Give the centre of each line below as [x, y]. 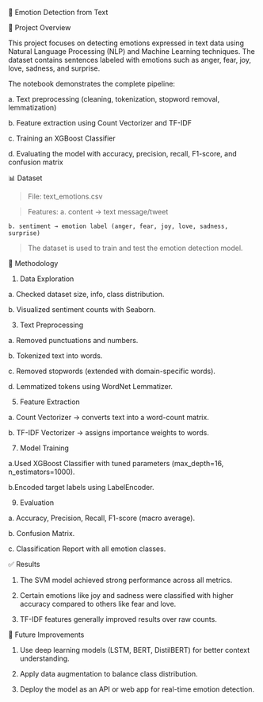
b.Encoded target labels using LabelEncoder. [81, 487]
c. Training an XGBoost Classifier [62, 138]
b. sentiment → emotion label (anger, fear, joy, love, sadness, [118, 226]
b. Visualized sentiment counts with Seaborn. [82, 309]
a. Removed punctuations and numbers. [73, 340]
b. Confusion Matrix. [42, 533]
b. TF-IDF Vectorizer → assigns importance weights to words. [109, 432]
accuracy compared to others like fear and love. [98, 604]
